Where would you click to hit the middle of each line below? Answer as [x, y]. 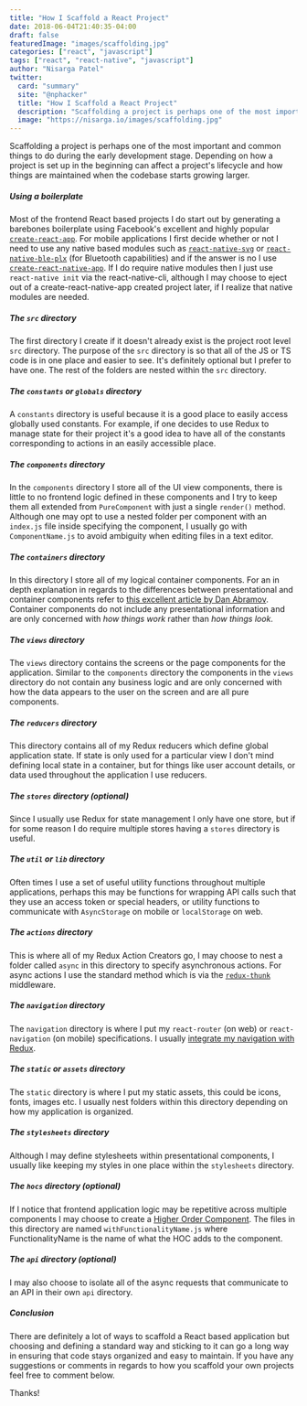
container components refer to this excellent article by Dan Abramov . [139, 599]
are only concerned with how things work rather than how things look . [142, 618]
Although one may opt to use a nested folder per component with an [138, 516]
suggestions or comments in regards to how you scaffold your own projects [152, 1365]
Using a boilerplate [47, 196]
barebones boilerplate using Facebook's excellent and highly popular [139, 229]
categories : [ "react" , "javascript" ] [81, 52]
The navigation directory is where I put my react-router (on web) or [138, 1028]
